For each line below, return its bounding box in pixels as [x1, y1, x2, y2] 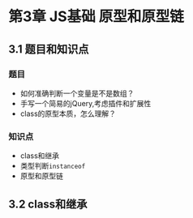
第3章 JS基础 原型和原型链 [8, 7, 185, 26]
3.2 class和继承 [8, 197, 88, 211]
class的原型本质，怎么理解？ [19, 109, 116, 118]
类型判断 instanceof [19, 161, 86, 171]
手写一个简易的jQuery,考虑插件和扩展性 [19, 98, 152, 108]
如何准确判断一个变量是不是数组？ [19, 88, 135, 98]
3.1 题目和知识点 [8, 42, 89, 56]
